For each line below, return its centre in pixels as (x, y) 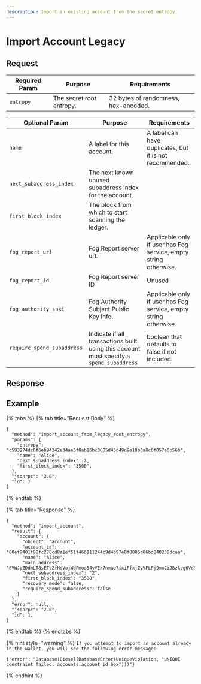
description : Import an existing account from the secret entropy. (92, 12)
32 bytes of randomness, (144, 98)
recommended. (168, 162)
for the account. (111, 195)
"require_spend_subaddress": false (66, 589)
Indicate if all (106, 333)
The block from (110, 204)
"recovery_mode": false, (53, 583)
